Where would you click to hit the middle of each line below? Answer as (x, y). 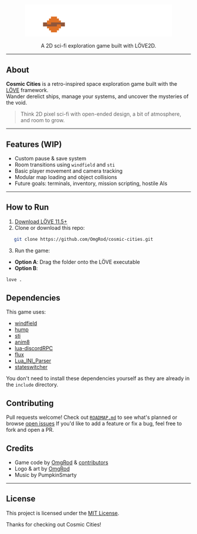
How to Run (28, 207)
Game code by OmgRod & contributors (61, 462)
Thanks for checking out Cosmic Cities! (54, 524)
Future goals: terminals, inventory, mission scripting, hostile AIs (91, 183)
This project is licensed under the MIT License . (63, 513)
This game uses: (26, 312)
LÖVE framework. (27, 90)
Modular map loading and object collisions (66, 177)
